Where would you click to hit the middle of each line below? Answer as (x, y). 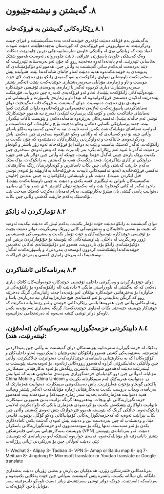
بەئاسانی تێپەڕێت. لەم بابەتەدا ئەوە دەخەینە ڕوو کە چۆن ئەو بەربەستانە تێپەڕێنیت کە (81, 61)
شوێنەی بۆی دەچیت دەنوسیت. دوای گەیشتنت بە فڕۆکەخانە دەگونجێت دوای (73, 102)
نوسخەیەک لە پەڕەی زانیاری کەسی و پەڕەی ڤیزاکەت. (54, 254)
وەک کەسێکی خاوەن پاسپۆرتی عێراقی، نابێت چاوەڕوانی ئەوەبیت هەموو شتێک (75, 56)
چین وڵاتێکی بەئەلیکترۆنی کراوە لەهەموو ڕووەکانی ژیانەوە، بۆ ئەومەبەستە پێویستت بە (82, 363)
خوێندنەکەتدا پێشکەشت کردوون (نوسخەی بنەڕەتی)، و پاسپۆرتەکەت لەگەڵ (72, 249)
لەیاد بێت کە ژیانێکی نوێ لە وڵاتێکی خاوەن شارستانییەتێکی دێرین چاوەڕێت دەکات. (79, 51)
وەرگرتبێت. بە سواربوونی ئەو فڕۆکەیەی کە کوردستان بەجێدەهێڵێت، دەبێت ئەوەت (78, 45)
